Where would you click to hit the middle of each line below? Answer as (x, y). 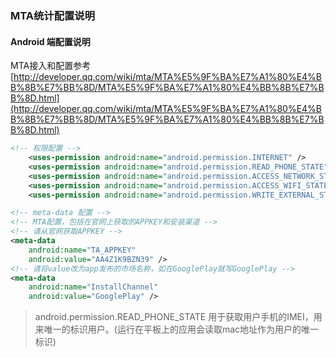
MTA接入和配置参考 (51, 66)
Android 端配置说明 (50, 41)
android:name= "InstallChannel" (93, 287)
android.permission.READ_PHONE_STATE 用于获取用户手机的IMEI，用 (178, 317)
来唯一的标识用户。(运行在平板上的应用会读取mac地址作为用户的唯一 (177, 329)
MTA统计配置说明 (53, 15)
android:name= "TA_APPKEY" (82, 250)
